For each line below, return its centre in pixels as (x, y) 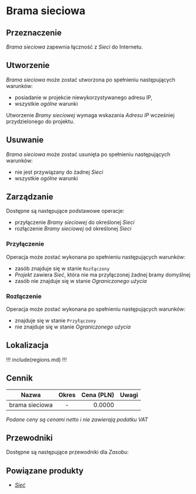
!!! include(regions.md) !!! (36, 359)
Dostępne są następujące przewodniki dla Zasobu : (67, 452)
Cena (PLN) (98, 395)
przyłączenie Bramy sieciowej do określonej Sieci (74, 222)
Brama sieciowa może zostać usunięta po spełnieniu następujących (88, 154)
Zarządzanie (30, 197)
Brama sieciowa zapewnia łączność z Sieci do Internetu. (74, 47)
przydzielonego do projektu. (40, 121)
